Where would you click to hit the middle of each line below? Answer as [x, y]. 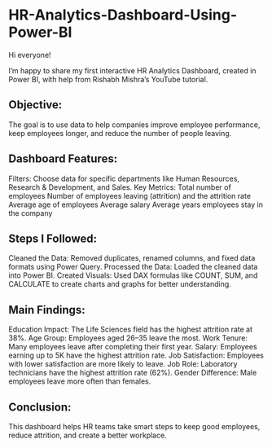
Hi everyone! [30, 55]
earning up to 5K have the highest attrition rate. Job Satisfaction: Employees [136, 355]
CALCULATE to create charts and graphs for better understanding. [120, 284]
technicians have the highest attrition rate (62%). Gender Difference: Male [133, 373]
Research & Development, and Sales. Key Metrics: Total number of [120, 187]
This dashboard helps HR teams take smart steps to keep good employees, [134, 426]
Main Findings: [47, 310]
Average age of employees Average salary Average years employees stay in [136, 204]
